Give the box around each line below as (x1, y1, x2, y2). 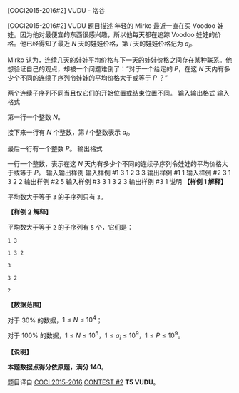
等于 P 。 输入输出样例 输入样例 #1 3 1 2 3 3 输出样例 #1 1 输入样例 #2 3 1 (19, 168, 231, 177)
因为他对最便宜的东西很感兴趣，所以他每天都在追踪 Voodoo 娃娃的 (19, 31, 215, 39)
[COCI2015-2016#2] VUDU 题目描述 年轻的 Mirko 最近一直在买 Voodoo (7, 21, 216, 30)
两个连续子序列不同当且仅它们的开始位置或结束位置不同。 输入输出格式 (7, 88, 215, 97)
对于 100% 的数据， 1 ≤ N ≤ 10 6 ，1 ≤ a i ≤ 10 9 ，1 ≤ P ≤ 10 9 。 (7, 330, 184, 341)
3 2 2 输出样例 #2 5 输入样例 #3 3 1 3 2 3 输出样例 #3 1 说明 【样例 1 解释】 (7, 177, 227, 185)
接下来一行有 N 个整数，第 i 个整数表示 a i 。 (7, 128, 134, 138)
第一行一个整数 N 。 (7, 113, 64, 121)
